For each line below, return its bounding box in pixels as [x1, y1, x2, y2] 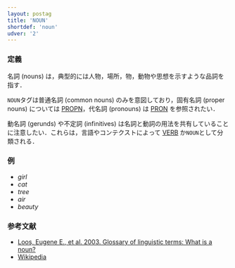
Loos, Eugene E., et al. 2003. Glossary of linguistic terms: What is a [17, 238, 212, 246]
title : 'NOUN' [7, 17, 49, 24]
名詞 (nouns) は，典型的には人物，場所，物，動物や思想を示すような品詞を [7, 72, 224, 80]
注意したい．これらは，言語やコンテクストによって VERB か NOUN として [13, 128, 217, 136]
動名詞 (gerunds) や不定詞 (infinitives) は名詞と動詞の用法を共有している [7, 119, 217, 127]
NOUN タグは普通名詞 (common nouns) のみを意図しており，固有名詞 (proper [7, 96, 225, 104]
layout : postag [7, 10, 52, 18]
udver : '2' [7, 30, 39, 37]
